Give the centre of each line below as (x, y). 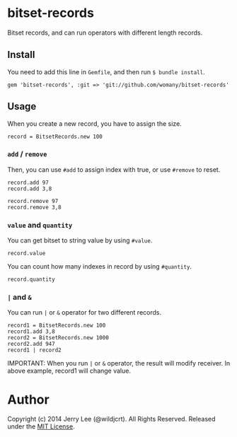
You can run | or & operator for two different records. (84, 313)
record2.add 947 (31, 344)
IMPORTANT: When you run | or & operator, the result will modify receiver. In (119, 363)
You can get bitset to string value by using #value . (80, 240)
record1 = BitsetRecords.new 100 (57, 326)
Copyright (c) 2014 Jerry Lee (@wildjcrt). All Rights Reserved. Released (111, 419)
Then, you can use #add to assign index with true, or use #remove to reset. (114, 169)
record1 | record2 (34, 350)
